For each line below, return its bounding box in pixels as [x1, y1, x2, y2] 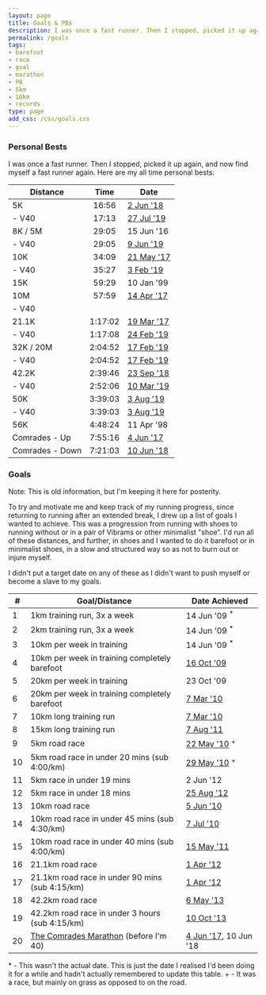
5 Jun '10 [185, 800, 222, 811]
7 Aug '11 [185, 724, 223, 735]
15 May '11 [185, 841, 230, 852]
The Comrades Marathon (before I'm [30, 930, 167, 941]
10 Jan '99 [127, 277, 169, 288]
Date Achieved [191, 596, 249, 607]
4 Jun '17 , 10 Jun [185, 930, 253, 941]
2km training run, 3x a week [30, 624, 135, 635]
